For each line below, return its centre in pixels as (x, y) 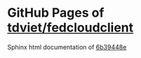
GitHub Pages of (56, 13)
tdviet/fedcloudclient (70, 28)
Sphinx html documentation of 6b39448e (67, 47)
